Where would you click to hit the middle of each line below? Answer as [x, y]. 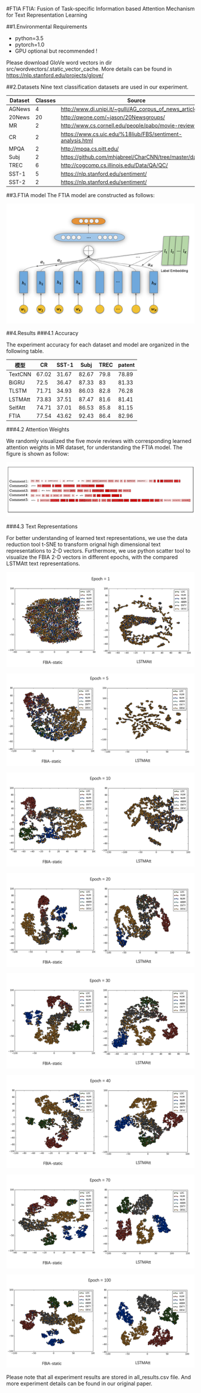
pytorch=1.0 [30, 45]
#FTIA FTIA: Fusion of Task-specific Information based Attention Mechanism [100, 9]
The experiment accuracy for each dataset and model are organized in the [98, 345]
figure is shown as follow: [38, 453]
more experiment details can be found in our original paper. [79, 1383]
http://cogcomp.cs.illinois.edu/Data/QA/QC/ [115, 165]
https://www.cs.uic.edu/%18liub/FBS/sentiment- [121, 134]
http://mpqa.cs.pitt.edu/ [90, 149]
